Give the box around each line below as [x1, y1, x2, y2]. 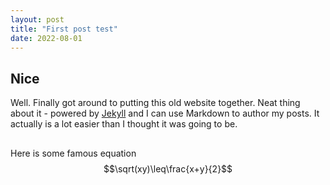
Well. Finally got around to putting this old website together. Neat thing [10, 97, 301, 109]
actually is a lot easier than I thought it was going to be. [10, 118, 238, 130]
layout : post [10, 14, 65, 25]
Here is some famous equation [10, 147, 137, 159]
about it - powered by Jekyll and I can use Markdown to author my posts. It [10, 107, 320, 120]
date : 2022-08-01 [10, 33, 83, 43]
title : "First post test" [10, 24, 118, 34]
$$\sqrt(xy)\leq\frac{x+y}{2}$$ [103, 162, 233, 175]
